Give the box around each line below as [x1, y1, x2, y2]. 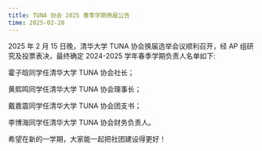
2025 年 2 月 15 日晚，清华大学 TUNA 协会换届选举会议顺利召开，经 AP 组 [8, 41, 247, 51]
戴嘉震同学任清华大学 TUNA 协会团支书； [8, 101, 142, 110]
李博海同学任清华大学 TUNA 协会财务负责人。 [8, 117, 155, 127]
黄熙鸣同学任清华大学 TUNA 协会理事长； [8, 84, 142, 94]
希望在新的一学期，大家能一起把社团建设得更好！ [8, 134, 166, 143]
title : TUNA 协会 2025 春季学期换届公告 [8, 11, 130, 20]
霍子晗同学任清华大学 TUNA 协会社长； [8, 67, 135, 77]
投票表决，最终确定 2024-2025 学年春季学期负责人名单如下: [21, 51, 216, 60]
